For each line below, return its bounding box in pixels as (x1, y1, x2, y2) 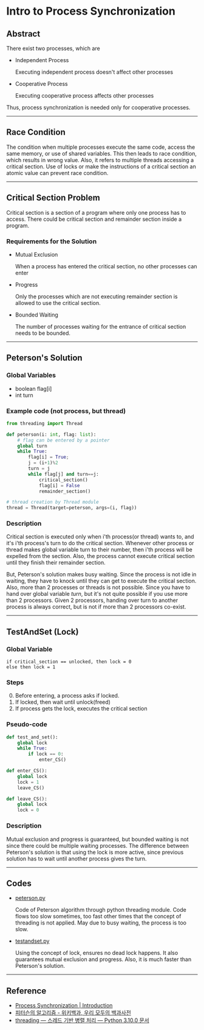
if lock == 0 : (28, 751, 64, 757)
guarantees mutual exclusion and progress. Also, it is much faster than (15, 956, 192, 963)
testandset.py (15, 937, 50, 945)
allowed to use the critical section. (15, 299, 101, 306)
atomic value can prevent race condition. (6, 169, 109, 176)
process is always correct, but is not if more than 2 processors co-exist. (6, 603, 186, 610)
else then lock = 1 (6, 664, 56, 670)
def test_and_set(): (6, 734, 59, 740)
